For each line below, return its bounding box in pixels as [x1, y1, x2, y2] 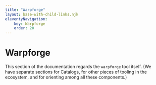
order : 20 [14, 26, 35, 31]
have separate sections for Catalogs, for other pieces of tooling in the [5, 69, 147, 75]
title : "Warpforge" [5, 7, 46, 12]
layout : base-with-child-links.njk [5, 12, 79, 17]
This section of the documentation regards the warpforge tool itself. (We [5, 64, 152, 70]
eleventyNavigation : [5, 16, 48, 21]
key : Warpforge [14, 21, 46, 26]
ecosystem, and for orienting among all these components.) [5, 74, 127, 80]
